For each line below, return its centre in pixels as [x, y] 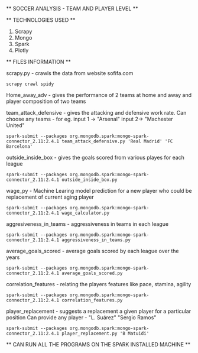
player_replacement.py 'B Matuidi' [106, 333]
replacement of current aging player [50, 197]
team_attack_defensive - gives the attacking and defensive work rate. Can [96, 113]
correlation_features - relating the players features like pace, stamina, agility [99, 284]
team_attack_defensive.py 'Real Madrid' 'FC [117, 141]
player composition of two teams [46, 101]
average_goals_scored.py [92, 273]
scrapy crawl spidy [30, 84]
